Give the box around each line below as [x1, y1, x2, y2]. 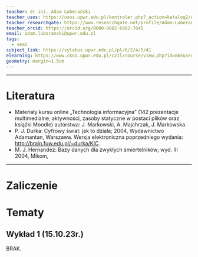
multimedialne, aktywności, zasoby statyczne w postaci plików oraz [14, 115, 180, 122]
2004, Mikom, [14, 152, 49, 160]
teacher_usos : [6, 14, 41, 20]
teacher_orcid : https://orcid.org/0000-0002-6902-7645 [6, 25, 144, 31]
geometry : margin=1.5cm [6, 58, 65, 64]
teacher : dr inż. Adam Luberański [6, 8, 91, 15]
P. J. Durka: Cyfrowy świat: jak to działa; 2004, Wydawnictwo [14, 128, 164, 135]
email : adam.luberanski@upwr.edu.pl [6, 31, 96, 37]
